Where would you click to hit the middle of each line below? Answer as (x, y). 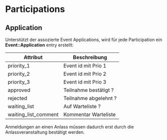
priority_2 (19, 74)
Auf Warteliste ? (82, 106)
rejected (18, 98)
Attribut (33, 57)
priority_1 (19, 66)
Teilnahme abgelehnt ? (90, 98)
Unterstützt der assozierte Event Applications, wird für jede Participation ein (84, 39)
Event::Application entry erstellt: (39, 45)
